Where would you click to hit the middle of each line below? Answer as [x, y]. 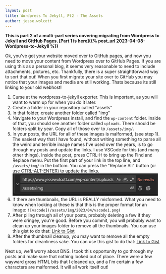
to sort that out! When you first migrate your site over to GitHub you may [79, 77]
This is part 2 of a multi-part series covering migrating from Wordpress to [82, 36]
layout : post [19, 10]
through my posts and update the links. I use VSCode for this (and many [86, 150]
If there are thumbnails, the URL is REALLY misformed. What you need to [86, 200]
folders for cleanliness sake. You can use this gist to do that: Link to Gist [86, 242]
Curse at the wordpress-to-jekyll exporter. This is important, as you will [85, 97]
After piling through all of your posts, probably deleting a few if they [82, 215]
